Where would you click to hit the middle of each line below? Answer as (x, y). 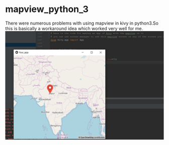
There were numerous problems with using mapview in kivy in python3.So (82, 23)
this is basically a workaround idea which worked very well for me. (74, 28)
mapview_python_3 (47, 9)
